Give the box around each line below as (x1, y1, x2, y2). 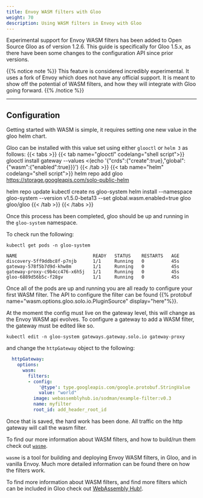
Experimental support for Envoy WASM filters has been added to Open (6, 37, 182, 44)
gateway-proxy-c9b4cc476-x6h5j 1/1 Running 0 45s (6, 269, 180, 275)
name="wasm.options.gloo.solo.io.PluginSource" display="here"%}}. (6, 297, 178, 305)
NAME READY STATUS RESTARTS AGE (6, 253, 180, 259)
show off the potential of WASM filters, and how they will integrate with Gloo (6, 80, 196, 88)
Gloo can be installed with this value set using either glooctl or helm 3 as (6, 144, 188, 152)
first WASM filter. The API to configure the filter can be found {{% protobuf (6, 291, 192, 299)
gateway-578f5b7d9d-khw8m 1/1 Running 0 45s (6, 264, 180, 270)
